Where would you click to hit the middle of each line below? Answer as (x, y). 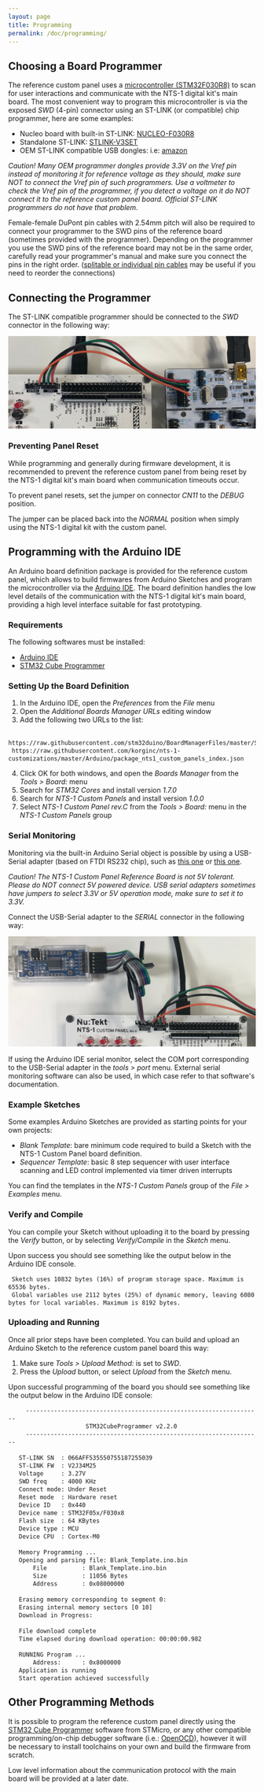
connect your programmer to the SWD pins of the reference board (115, 231)
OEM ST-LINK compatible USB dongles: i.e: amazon (103, 150)
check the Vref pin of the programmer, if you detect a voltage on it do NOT (129, 191)
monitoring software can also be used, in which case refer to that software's (132, 1075)
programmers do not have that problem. (73, 208)
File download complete (57, 1631)
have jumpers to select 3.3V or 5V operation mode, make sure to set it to (126, 893)
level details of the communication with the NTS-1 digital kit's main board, (127, 596)
